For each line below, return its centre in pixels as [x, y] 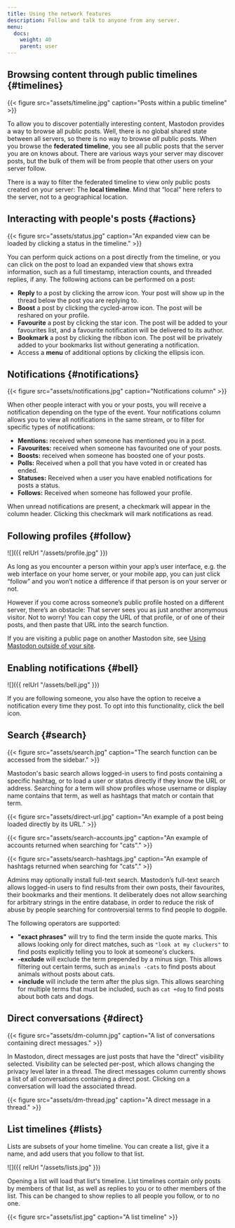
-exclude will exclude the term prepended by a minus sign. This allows [120, 959]
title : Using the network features [59, 14]
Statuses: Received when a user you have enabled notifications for [115, 478]
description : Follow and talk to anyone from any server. [94, 20]
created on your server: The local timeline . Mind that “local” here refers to [115, 189]
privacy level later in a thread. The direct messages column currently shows [117, 1071]
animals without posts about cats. [66, 974]
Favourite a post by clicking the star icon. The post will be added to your [122, 323]
